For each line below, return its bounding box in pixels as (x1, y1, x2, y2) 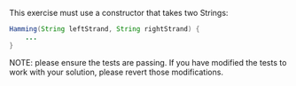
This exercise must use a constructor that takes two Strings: (9, 8, 229, 18)
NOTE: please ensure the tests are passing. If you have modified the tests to (9, 57, 287, 67)
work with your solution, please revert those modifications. (9, 66, 224, 77)
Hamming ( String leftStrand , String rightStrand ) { (9, 25, 200, 34)
